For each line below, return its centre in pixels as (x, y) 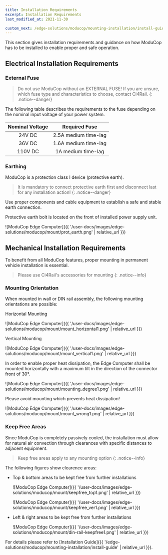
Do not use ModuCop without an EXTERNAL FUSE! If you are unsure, (88, 89)
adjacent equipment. (26, 448)
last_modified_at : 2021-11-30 (37, 19)
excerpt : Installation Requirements (43, 15)
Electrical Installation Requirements (62, 63)
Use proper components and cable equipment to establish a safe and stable (83, 202)
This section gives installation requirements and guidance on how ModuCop (83, 43)
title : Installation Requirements (41, 10)
